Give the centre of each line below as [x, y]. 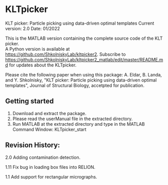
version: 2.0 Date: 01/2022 [33, 28]
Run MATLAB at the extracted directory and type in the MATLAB [78, 124]
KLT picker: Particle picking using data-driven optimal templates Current [80, 23]
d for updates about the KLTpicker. [41, 65]
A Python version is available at [38, 49]
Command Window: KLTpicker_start [49, 129]
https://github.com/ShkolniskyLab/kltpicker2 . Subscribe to [66, 54]
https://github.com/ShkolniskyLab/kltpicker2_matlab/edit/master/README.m [84, 59]
